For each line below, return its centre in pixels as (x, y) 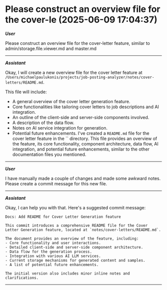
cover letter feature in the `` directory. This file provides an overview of (85, 139)
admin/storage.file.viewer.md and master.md (51, 48)
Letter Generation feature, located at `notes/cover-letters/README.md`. (83, 230)
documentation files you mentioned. (49, 154)
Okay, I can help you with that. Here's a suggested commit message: (75, 207)
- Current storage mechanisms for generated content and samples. (75, 260)
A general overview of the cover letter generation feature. (71, 101)
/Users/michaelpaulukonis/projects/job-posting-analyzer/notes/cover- (80, 77)
